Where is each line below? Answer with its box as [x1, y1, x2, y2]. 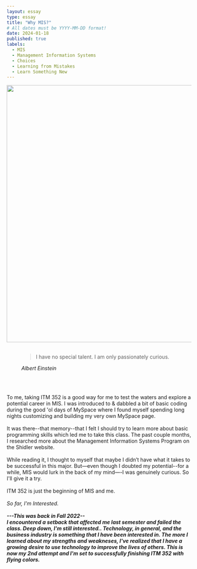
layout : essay [6, 8, 42, 15]
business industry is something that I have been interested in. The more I [6, 531, 188, 538]
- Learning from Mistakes [12, 63, 76, 69]
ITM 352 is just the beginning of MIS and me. [6, 487, 116, 494]
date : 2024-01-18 [6, 31, 49, 36]
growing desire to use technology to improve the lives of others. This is [6, 544, 184, 551]
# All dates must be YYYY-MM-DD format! [6, 25, 107, 31]
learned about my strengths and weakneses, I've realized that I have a [6, 537, 182, 544]
